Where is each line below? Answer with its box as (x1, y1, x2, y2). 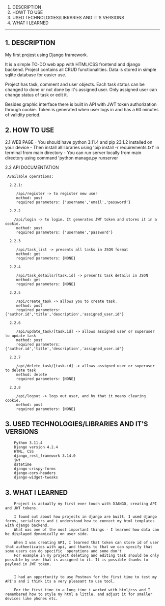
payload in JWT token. (5, 562, 52, 567)
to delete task (5, 368, 36, 373)
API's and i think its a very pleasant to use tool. (5, 579, 115, 584)
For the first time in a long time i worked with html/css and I (14, 588, 151, 593)
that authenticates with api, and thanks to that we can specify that (5, 544, 153, 549)
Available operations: (7, 174, 54, 179)
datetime (14, 462, 32, 467)
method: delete (16, 372, 48, 377)
